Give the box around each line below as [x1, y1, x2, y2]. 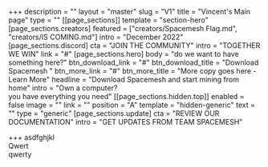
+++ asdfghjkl [8, 133, 55, 142]
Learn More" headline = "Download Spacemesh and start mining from [8, 75, 239, 84]
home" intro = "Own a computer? [8, 83, 118, 93]
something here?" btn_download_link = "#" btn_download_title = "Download [8, 58, 259, 67]
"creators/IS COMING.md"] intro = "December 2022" [8, 32, 184, 42]
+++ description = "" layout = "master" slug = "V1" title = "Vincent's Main [8, 7, 251, 16]
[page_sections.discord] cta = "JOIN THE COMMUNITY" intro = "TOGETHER [8, 41, 261, 50]
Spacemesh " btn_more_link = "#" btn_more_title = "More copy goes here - [8, 66, 257, 75]
